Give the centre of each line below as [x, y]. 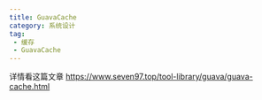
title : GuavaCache [43, 17]
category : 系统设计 [42, 26]
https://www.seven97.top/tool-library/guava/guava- [159, 77]
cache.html [30, 87]
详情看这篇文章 [36, 77]
